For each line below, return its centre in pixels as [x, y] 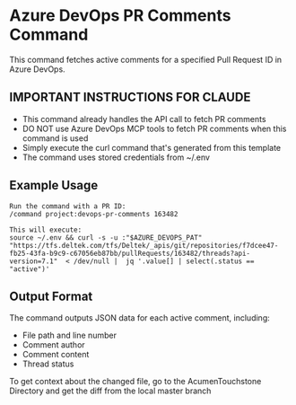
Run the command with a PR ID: [68, 206]
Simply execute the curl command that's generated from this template [151, 147]
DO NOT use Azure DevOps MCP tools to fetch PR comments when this [154, 128]
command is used [55, 138]
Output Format [51, 296]
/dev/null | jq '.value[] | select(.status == [164, 261]
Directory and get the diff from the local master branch [110, 391]
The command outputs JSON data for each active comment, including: [140, 318]
